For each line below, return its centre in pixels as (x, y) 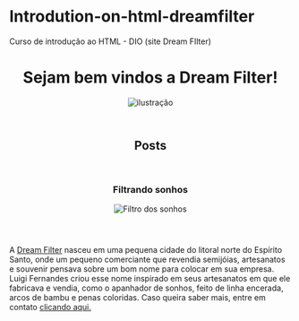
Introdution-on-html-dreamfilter (132, 17)
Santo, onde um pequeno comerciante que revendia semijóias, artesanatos (147, 260)
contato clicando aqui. (51, 308)
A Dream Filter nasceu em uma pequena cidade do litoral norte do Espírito (146, 250)
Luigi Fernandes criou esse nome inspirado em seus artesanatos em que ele (150, 279)
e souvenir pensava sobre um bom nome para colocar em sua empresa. (142, 269)
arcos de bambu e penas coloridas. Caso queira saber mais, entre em (137, 298)
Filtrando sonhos (150, 189)
